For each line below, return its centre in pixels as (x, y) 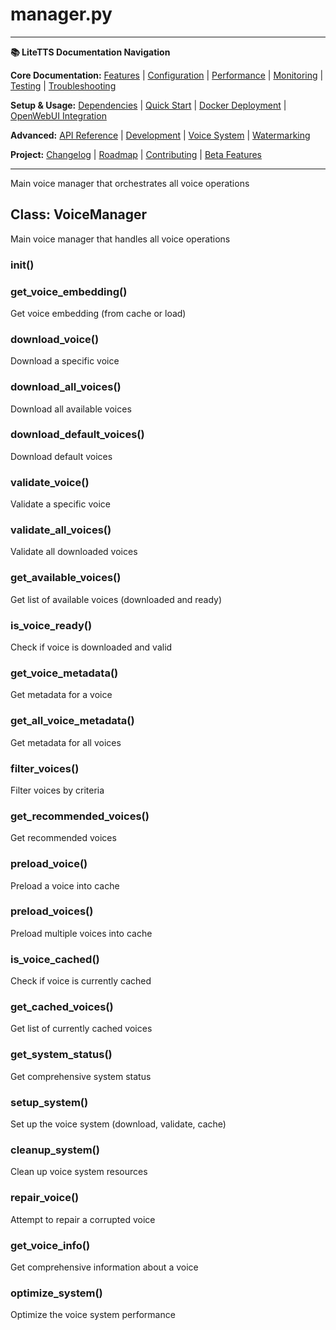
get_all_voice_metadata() (72, 721)
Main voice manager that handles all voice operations (120, 239)
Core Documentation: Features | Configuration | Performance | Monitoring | (167, 75)
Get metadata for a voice (61, 695)
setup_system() (49, 1102)
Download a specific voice (65, 361)
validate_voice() (50, 482)
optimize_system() (56, 1293)
